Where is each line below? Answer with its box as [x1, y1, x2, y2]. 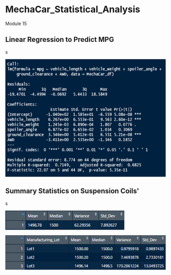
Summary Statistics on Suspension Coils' [5, 187, 139, 195]
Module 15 [5, 20, 27, 27]
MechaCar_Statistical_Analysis [5, 4, 140, 15]
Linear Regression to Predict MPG [5, 35, 115, 44]
